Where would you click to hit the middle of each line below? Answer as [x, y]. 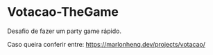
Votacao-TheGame [63, 12]
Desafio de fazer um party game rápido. [64, 31]
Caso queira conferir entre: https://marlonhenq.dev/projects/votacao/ [106, 44]
